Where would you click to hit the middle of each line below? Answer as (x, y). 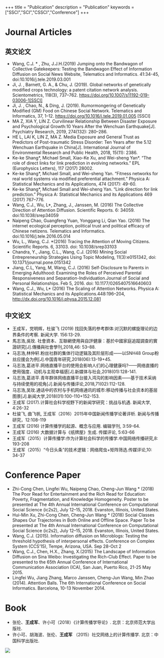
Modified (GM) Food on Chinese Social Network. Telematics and (77, 111)
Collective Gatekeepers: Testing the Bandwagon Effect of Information (82, 69)
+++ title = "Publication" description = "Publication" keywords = (70, 7)
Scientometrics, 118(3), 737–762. (45, 95)
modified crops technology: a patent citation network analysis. (75, 90)
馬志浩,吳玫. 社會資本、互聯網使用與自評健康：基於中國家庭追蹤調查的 (82, 341)
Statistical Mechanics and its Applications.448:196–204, (69, 294)
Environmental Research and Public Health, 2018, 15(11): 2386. (75, 153)
